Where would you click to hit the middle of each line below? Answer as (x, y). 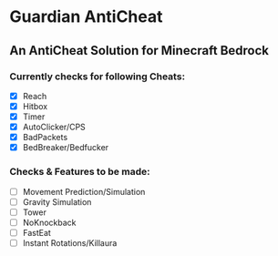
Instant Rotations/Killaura (70, 242)
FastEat (37, 232)
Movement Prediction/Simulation (84, 191)
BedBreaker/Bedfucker (66, 148)
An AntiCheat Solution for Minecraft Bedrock (139, 51)
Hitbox (35, 106)
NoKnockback (49, 222)
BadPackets (45, 138)
